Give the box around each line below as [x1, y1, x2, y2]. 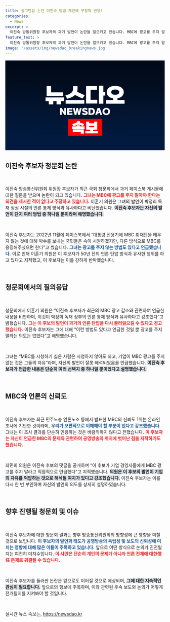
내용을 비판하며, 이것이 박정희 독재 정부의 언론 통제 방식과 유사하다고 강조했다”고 [5, 313, 164, 319]
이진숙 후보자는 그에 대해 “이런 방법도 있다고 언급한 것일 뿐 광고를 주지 [24, 326, 163, 332]
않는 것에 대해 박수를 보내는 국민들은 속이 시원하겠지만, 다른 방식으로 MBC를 [10, 238, 161, 244]
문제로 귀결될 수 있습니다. [11, 557, 61, 563]
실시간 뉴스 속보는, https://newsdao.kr [5, 611, 82, 617]
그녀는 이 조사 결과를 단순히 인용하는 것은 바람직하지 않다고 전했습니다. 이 [5, 429, 150, 435]
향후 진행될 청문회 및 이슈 [5, 507, 79, 516]
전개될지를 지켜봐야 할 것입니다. [5, 590, 68, 596]
